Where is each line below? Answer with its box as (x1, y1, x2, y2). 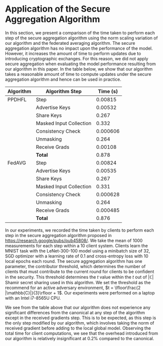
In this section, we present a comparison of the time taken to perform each (5, 30, 155, 36)
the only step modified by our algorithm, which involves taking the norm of (5, 320, 154, 326)
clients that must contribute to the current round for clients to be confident (5, 269, 154, 274)
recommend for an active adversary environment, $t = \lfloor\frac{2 (5, 285, 141, 291)
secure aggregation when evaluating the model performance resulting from (5, 61, 156, 67)
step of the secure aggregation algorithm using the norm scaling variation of (5, 35, 158, 41)
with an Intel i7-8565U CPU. (5, 295, 61, 301)
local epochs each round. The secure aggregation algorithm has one (5, 258, 143, 264)
